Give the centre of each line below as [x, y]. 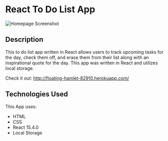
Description [24, 40]
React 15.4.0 [26, 127]
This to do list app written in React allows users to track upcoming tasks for [85, 52]
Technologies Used [37, 94]
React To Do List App [50, 9]
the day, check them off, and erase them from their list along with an [77, 57]
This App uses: [21, 106]
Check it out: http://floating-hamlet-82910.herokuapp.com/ [67, 78]
